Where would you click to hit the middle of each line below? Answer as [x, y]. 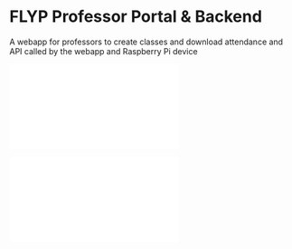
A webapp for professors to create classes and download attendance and [146, 42]
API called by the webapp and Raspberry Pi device [104, 51]
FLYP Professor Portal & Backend [136, 17]
